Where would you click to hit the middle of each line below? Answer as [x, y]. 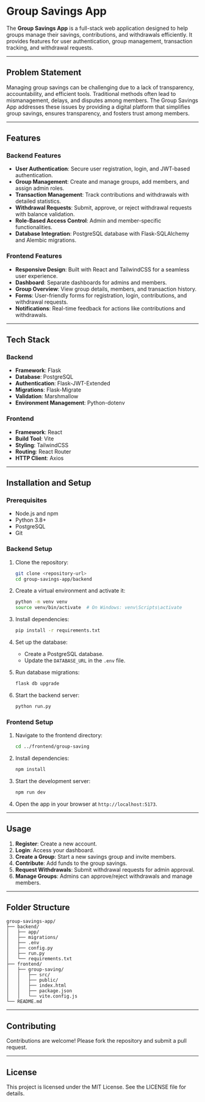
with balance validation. [45, 214]
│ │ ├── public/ [33, 980]
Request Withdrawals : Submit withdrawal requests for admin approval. [105, 869]
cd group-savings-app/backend [54, 579]
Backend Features [34, 156]
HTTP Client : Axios [39, 458]
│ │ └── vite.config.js [42, 996]
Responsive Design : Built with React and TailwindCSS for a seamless [102, 269]
